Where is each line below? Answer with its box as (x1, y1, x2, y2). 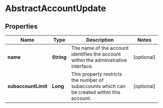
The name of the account (71, 45, 129, 51)
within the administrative (71, 57, 127, 63)
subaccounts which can (71, 83, 126, 90)
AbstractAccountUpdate (5, 3, 106, 14)
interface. (71, 63, 93, 69)
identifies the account (71, 51, 121, 57)
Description (86, 37, 114, 43)
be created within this (71, 89, 121, 95)
